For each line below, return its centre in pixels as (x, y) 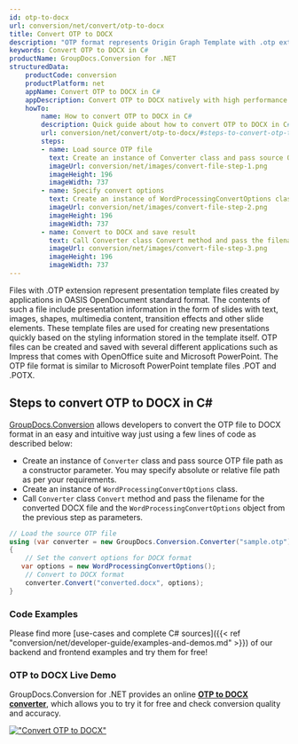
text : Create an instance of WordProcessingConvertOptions (160, 199)
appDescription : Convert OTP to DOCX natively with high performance (157, 100)
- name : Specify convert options (103, 191)
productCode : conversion (71, 75)
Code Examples (43, 613)
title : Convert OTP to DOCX (61, 34)
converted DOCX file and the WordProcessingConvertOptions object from (153, 508)
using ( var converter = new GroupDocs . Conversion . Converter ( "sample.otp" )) (152, 542)
